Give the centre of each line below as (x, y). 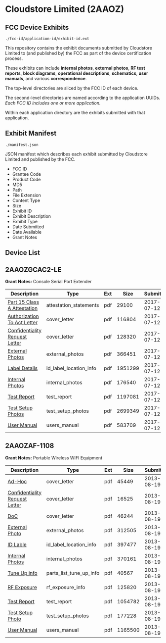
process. (14, 58)
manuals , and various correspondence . (46, 78)
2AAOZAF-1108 (30, 446)
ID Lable (17, 544)
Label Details (23, 368)
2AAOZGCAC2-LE (33, 270)
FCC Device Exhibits (37, 27)
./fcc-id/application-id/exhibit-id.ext (47, 39)
